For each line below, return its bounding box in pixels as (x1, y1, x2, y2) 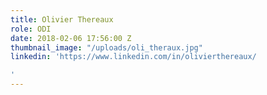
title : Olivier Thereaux (10, 14, 114, 25)
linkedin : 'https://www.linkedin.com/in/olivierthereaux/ (10, 52, 257, 62)
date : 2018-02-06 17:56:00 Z (10, 33, 132, 43)
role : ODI (10, 24, 52, 34)
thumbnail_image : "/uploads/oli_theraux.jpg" (10, 42, 203, 53)
